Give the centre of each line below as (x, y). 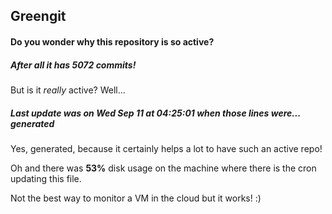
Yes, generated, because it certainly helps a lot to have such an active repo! (166, 148)
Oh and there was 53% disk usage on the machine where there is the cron (163, 168)
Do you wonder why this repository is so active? (112, 41)
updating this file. (46, 178)
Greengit (38, 16)
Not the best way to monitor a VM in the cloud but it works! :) (136, 198)
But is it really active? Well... (68, 90)
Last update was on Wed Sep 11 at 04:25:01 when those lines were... (155, 113)
